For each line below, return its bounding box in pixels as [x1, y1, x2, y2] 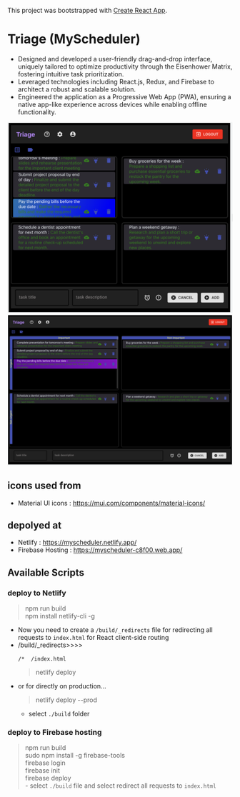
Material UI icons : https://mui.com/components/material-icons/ [17, 498, 206, 507]
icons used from [7, 480, 81, 492]
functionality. [17, 107, 56, 116]
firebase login [24, 758, 66, 767]
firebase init [24, 766, 61, 775]
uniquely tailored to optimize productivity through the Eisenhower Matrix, [17, 62, 233, 71]
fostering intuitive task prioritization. [17, 69, 124, 78]
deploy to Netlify [7, 588, 66, 598]
